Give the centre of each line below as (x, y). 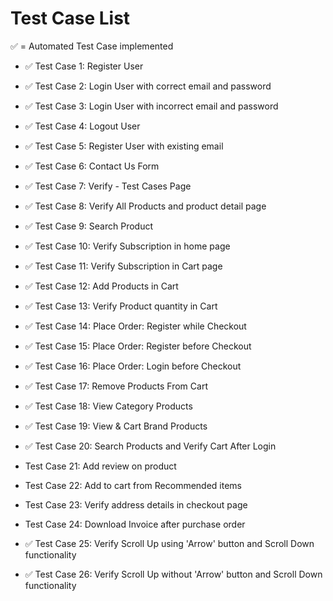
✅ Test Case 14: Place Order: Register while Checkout (135, 326)
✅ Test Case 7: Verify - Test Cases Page (108, 186)
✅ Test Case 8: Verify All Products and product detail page (145, 206)
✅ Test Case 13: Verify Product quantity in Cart (121, 306)
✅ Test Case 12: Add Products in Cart (101, 286)
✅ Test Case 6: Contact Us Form (92, 166)
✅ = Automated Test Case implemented (92, 46)
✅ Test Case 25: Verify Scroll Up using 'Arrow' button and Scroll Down (169, 543)
